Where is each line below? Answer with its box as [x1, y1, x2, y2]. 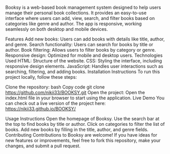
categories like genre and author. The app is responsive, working [5, 20, 142, 27]
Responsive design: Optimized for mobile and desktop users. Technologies [5, 52, 163, 58]
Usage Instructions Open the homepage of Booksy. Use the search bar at [5, 116, 160, 122]
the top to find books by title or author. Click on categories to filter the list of [5, 121, 165, 127]
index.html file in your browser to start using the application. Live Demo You [5, 95, 165, 101]
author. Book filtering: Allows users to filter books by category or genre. [5, 47, 156, 53]
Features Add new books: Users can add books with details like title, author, [5, 36, 165, 42]
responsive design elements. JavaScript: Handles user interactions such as [5, 63, 163, 69]
